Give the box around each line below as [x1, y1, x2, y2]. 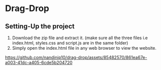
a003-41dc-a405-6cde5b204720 [5, 60, 73, 65]
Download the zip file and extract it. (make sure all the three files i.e [12, 35, 148, 41]
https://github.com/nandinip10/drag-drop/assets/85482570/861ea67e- [5, 55, 147, 60]
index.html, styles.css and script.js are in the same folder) [12, 40, 128, 46]
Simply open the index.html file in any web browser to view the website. [12, 45, 157, 51]
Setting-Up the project [5, 22, 75, 30]
